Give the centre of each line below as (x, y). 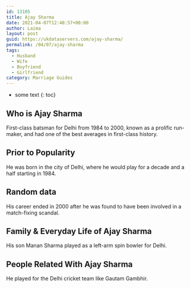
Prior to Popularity (41, 153)
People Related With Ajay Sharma (69, 264)
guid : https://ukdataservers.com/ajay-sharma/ (65, 39)
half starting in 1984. (31, 173)
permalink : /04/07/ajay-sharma (45, 45)
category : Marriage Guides (39, 78)
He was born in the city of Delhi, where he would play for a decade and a (95, 167)
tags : (13, 50)
